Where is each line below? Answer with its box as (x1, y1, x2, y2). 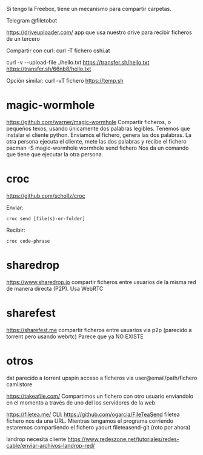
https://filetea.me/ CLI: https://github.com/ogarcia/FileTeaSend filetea (6, 411, 180, 418)
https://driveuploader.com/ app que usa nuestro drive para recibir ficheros (6, 29, 192, 36)
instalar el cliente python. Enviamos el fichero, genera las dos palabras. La (6, 131, 192, 139)
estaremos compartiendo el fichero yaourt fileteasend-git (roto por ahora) (6, 423, 191, 431)
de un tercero (6, 35, 41, 42)
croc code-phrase (6, 238, 50, 244)
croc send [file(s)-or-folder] (6, 215, 85, 221)
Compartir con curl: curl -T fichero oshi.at (6, 47, 110, 54)
